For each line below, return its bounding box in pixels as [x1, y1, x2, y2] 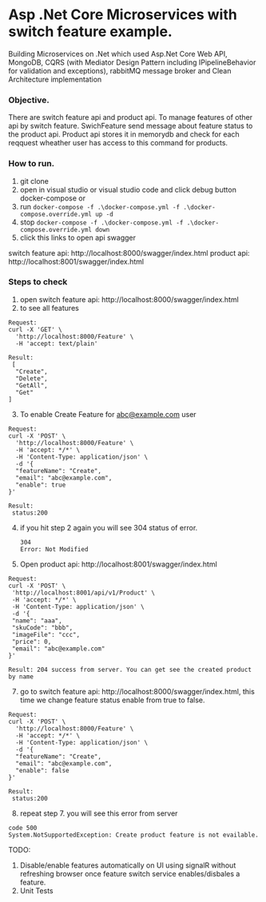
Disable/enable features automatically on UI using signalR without [19, 860, 236, 870]
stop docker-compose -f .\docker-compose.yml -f [19, 217, 184, 227]
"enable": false [15, 766, 69, 774]
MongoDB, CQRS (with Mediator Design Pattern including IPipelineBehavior [8, 58, 256, 67]
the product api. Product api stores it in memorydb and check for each [8, 129, 240, 139]
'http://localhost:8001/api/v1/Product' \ [11, 589, 156, 597]
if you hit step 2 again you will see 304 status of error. [19, 523, 198, 532]
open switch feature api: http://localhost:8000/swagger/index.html [19, 294, 240, 304]
